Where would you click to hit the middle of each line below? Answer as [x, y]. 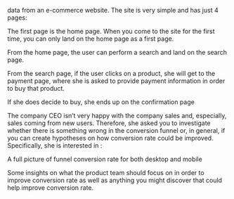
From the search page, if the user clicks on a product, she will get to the [111, 73]
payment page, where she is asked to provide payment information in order [116, 81]
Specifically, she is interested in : [55, 146]
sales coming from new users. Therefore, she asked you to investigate [109, 123]
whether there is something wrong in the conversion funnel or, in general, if [116, 130]
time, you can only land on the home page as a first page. [91, 39]
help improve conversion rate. [51, 188]
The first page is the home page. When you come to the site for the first [111, 31]
